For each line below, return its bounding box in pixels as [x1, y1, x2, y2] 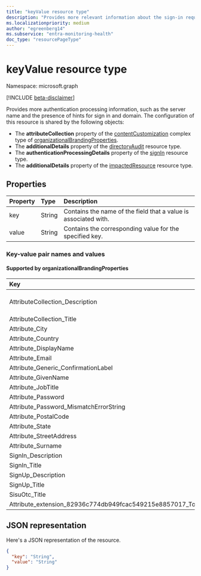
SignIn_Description [9, 451, 63, 460]
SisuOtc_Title [9, 490, 46, 499]
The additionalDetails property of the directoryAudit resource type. [14, 142, 182, 150]
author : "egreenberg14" [6, 25, 66, 32]
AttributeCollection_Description [9, 298, 98, 306]
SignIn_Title [9, 461, 42, 469]
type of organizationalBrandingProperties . [14, 136, 118, 143]
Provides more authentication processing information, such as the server [6, 106, 186, 113]
